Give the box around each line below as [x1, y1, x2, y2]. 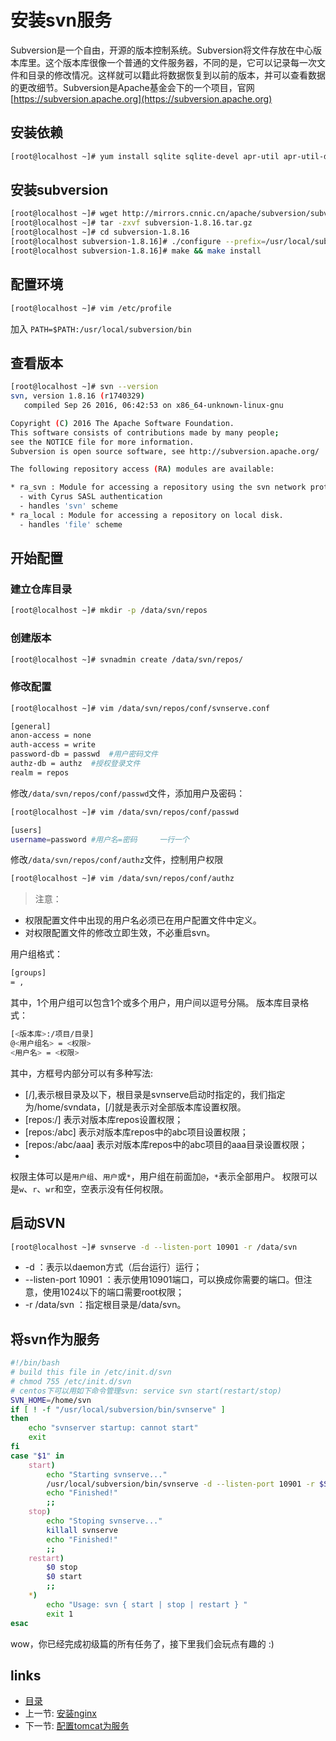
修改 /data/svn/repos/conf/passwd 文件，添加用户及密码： [10, 787, 246, 799]
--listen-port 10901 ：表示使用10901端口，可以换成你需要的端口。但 [24, 1274, 304, 1286]
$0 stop [46, 1562, 78, 1573]
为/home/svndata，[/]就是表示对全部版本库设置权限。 [24, 1101, 247, 1113]
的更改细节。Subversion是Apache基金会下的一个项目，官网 [10, 81, 255, 93]
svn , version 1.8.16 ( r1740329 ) [10, 391, 145, 401]
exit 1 [46, 1609, 74, 1619]
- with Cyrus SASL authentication [19, 492, 163, 502]
